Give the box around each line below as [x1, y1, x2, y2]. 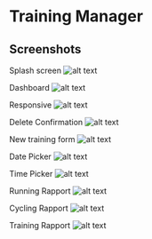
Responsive [9, 100, 52, 110]
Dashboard [9, 83, 51, 92]
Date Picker [9, 151, 52, 162]
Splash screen [9, 65, 62, 76]
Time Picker [9, 169, 53, 179]
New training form [9, 134, 76, 144]
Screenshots [9, 42, 82, 57]
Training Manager [9, 6, 144, 27]
